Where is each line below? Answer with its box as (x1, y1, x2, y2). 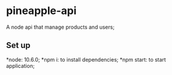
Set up (6, 40, 31, 50)
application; (6, 62, 35, 69)
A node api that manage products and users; (6, 23, 115, 30)
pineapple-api (6, 4, 77, 18)
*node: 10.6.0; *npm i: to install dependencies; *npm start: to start (6, 56, 167, 63)
